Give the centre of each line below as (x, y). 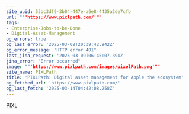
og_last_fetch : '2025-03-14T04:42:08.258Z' (61, 89)
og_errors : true (26, 39)
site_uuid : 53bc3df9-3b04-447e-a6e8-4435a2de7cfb (69, 12)
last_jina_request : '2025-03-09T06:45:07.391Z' (66, 56)
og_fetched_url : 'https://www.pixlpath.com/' (63, 83)
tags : (13, 22)
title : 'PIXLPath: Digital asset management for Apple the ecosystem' (95, 77)
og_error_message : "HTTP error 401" (51, 50)
